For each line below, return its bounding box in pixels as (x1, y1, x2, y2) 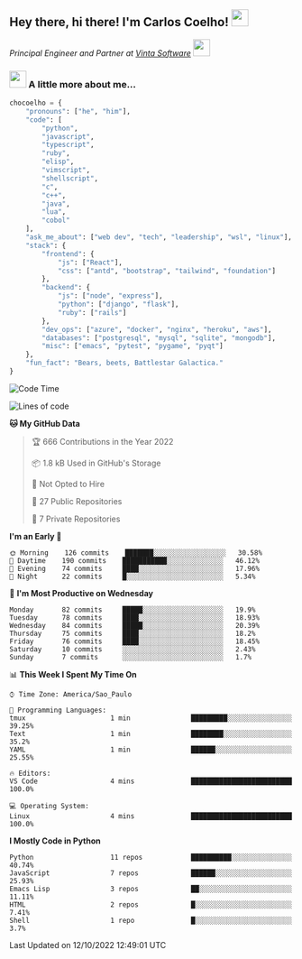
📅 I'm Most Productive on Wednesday (9, 587, 153, 598)
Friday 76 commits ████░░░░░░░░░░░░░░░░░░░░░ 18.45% (9, 637, 260, 646)
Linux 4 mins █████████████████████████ (9, 811, 293, 821)
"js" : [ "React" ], (57, 258, 124, 267)
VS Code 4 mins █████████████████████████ (9, 777, 293, 786)
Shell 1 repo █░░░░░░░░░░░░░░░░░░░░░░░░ (9, 916, 293, 925)
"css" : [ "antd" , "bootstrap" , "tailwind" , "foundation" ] (57, 266, 277, 275)
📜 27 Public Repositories (31, 495, 123, 506)
